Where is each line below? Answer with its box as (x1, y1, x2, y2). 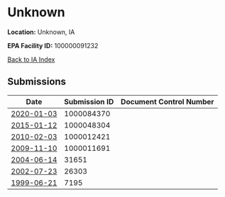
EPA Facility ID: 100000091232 (7, 41, 99, 50)
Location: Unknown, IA (7, 28, 75, 36)
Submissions (7, 76, 66, 88)
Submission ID (63, 96, 114, 106)
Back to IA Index (7, 55, 55, 64)
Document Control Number (120, 96, 214, 106)
